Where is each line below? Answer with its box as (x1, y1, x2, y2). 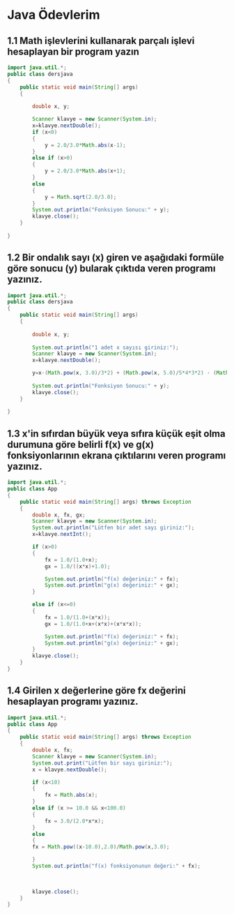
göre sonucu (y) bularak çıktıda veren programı (7, 262, 216, 275)
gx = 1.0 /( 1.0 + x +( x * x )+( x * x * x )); (44, 620, 142, 627)
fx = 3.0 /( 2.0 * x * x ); (44, 817, 104, 825)
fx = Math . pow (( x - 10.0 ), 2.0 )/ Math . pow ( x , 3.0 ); (32, 844, 170, 851)
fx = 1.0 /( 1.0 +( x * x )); (44, 614, 111, 621)
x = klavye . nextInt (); (32, 531, 92, 538)
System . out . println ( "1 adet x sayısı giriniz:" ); (32, 344, 179, 351)
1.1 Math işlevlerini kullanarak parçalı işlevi (7, 35, 195, 47)
